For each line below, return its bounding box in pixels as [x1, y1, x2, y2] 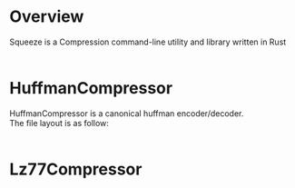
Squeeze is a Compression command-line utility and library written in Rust [9, 36, 287, 47]
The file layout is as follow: [9, 117, 109, 128]
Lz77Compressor [9, 159, 143, 180]
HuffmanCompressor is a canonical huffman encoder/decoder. [9, 107, 244, 119]
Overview [9, 6, 84, 27]
